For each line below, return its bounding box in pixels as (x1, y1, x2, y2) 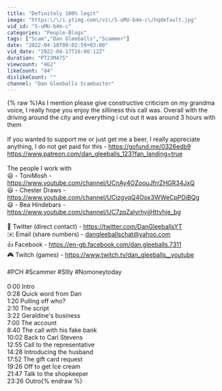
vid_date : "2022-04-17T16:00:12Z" (7, 49, 106, 55)
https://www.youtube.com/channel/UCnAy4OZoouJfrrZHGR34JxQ (7, 179, 195, 187)
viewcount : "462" (7, 61, 57, 68)
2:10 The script (7, 304, 49, 312)
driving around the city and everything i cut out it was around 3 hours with (7, 114, 216, 122)
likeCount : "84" (7, 67, 53, 74)
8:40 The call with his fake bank (7, 326, 98, 334)
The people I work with (7, 164, 72, 173)
